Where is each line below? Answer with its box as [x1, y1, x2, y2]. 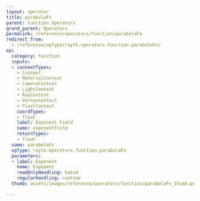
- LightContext [17, 86, 55, 92]
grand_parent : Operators [6, 25, 68, 32]
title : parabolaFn [6, 14, 52, 20]
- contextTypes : [11, 64, 52, 70]
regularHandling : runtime [17, 175, 82, 181]
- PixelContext [17, 103, 55, 109]
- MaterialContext [17, 75, 62, 81]
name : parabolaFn [11, 141, 55, 148]
